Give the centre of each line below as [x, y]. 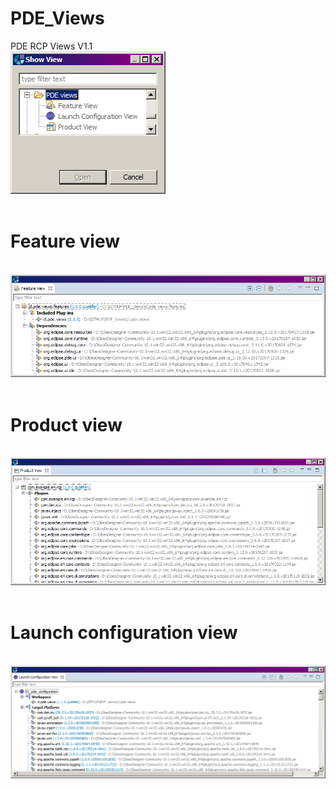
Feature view [65, 241]
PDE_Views [57, 18]
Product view [66, 424]
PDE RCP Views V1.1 [51, 46]
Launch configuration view [124, 633]
